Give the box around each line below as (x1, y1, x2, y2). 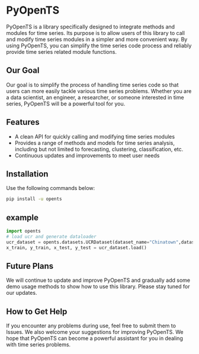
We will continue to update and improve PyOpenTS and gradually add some (6, 276, 191, 284)
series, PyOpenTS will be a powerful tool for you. (6, 100, 126, 107)
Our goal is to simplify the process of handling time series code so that (6, 81, 179, 88)
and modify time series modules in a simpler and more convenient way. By (6, 36, 188, 43)
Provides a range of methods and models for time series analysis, (14, 139, 175, 146)
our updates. (6, 289, 37, 297)
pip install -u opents (6, 196, 62, 202)
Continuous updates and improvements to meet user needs (14, 152, 160, 159)
